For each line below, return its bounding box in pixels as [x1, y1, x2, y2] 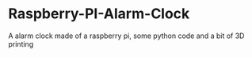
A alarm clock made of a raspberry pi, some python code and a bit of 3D [8, 31, 245, 40]
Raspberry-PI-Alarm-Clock [8, 5, 190, 23]
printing [8, 39, 34, 48]
